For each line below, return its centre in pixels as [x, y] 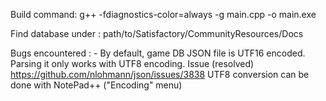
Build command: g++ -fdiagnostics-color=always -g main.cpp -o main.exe [163, 14]
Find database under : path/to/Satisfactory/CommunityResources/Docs [157, 33]
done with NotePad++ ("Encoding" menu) [96, 85]
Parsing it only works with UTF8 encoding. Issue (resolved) [132, 63]
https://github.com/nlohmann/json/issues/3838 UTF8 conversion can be [160, 74]
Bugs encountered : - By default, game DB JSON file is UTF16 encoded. [158, 53]
